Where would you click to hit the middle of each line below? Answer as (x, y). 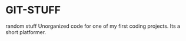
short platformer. (26, 32)
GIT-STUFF (33, 10)
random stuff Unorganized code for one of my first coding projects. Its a (93, 26)
